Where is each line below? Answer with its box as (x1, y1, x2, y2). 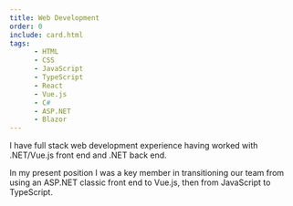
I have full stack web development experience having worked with (9, 140, 258, 151)
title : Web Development (9, 13, 100, 23)
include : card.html (9, 30, 84, 39)
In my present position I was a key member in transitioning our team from (9, 168, 285, 179)
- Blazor (33, 115, 68, 124)
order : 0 (9, 22, 43, 31)
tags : (9, 38, 30, 48)
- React (33, 81, 64, 90)
